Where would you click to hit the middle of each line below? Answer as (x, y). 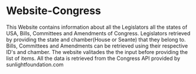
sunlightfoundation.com (35, 64)
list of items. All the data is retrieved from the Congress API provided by (93, 58)
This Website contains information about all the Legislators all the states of (97, 27)
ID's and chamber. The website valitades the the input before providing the (97, 52)
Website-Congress (54, 11)
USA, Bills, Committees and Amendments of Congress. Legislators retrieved (98, 33)
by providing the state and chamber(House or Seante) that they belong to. (96, 39)
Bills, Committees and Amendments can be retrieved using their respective (97, 46)
